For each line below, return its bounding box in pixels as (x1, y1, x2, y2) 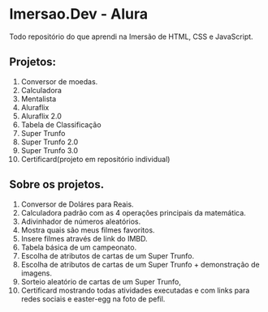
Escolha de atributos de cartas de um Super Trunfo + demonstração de (20, 259, 260, 269)
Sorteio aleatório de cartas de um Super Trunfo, (20, 276, 181, 286)
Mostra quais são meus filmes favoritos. (20, 224, 155, 235)
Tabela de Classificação (20, 119, 102, 130)
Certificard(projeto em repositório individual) (20, 154, 171, 164)
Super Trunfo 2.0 (20, 137, 79, 147)
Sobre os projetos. (9, 177, 105, 191)
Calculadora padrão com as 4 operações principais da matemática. (20, 207, 246, 217)
